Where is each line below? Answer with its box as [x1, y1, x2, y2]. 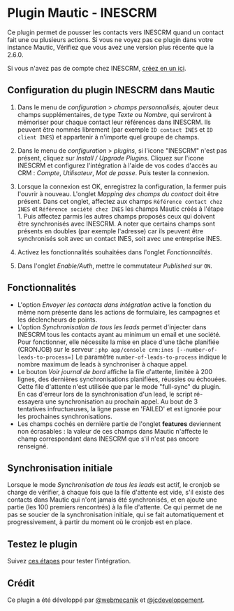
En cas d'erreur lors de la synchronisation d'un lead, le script [17, 390, 193, 398]
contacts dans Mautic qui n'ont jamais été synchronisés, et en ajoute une [7, 495, 218, 504]
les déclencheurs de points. [17, 315, 98, 324]
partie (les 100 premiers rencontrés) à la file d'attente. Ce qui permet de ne [7, 503, 223, 512]
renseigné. [17, 441, 49, 450]
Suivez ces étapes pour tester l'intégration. [7, 557, 131, 565]
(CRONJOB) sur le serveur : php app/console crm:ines [17, 345, 174, 353]
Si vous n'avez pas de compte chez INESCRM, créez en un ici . [7, 64, 187, 72]
